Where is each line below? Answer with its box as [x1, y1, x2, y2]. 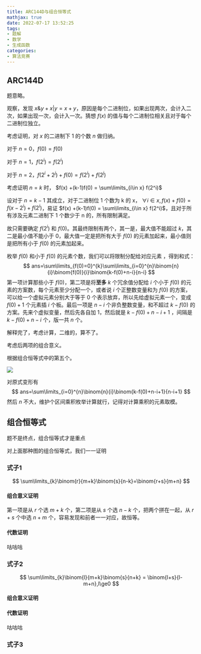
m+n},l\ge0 [83, 580, 111, 587]
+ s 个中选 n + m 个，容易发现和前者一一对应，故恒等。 [7, 514, 143, 521]
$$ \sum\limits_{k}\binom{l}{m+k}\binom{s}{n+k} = [19, 573, 146, 581]
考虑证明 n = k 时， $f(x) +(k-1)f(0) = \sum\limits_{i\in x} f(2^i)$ [7, 184, 162, 191]
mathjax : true [7, 14, 42, 20]
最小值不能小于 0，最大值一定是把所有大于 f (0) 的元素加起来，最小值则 [17, 232, 191, 240]
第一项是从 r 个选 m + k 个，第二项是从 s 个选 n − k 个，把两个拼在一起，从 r [7, 507, 194, 514]
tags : [7, 25, 20, 32]
